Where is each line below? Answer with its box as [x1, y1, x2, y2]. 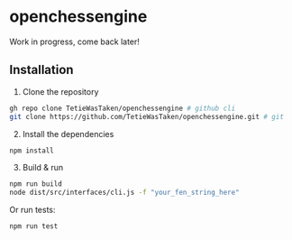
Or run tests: [9, 205, 56, 216]
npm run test [9, 222, 59, 231]
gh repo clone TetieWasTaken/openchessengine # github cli [9, 104, 236, 113]
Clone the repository [22, 86, 99, 97]
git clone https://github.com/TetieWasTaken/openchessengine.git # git [9, 112, 284, 121]
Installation [9, 62, 74, 78]
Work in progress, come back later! [9, 36, 140, 47]
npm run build [9, 180, 63, 189]
